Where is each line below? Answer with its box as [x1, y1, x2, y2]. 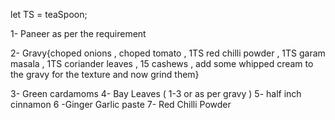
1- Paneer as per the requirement [10, 28, 147, 39]
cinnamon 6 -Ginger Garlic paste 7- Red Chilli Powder [10, 99, 232, 110]
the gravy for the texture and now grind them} [10, 69, 200, 80]
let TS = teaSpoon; [10, 9, 88, 20]
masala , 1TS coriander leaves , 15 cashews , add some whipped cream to [10, 58, 314, 69]
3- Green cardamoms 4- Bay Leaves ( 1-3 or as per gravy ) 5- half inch [10, 88, 302, 99]
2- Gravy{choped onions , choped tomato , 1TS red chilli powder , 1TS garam [10, 47, 326, 59]
